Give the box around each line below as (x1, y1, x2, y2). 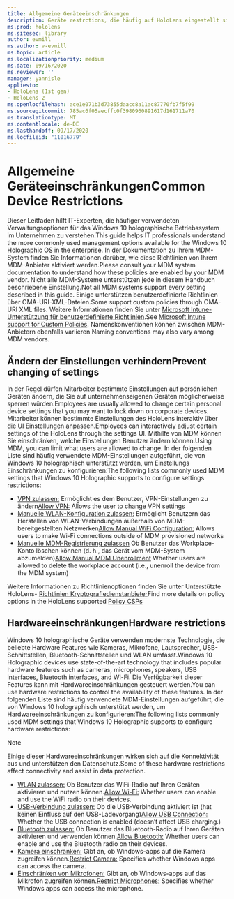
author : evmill (7, 36, 52, 43)
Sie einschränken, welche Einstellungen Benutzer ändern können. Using (7, 437, 212, 445)
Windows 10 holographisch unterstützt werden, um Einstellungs (7, 459, 190, 467)
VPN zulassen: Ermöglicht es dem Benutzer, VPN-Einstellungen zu (17, 495, 208, 503)
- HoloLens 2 (7, 95, 45, 102)
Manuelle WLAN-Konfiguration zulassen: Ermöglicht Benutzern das (17, 510, 210, 517)
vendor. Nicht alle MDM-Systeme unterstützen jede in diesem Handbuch (7, 276, 215, 284)
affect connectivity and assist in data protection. (7, 766, 146, 775)
